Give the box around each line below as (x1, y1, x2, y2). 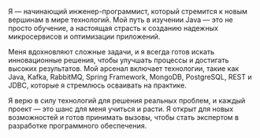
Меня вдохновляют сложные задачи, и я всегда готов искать (8, 47, 215, 56)
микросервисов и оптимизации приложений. (8, 32, 161, 41)
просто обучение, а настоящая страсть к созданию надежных (8, 24, 219, 32)
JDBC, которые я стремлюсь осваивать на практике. (8, 80, 187, 90)
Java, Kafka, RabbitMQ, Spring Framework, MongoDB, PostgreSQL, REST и (8, 73, 252, 81)
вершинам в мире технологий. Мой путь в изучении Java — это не (8, 15, 234, 24)
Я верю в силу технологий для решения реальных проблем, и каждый (8, 96, 246, 105)
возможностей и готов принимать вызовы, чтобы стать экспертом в (8, 113, 239, 121)
